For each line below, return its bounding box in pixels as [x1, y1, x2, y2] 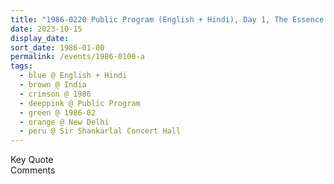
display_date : [10, 33, 70, 43]
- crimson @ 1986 [19, 89, 92, 99]
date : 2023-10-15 [10, 24, 83, 34]
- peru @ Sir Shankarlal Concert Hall [19, 126, 182, 136]
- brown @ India [19, 80, 87, 90]
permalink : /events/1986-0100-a [10, 52, 145, 62]
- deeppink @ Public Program [19, 98, 141, 108]
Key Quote [10, 154, 54, 166]
